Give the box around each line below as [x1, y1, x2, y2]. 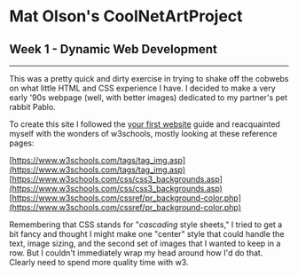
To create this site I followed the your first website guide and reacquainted [9, 119, 281, 130]
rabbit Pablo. [9, 102, 56, 112]
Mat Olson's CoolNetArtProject [9, 6, 243, 27]
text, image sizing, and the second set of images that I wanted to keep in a [9, 238, 281, 248]
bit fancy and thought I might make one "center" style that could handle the [9, 229, 285, 239]
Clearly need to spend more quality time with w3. [9, 257, 189, 267]
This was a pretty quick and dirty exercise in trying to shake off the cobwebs [9, 74, 289, 83]
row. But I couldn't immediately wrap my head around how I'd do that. [9, 248, 263, 258]
